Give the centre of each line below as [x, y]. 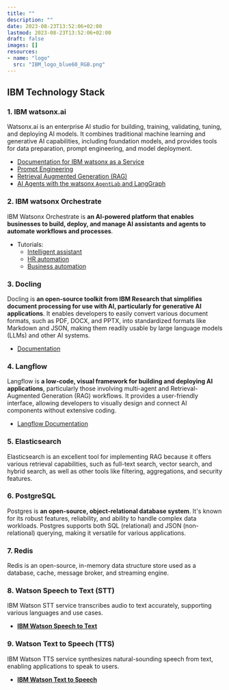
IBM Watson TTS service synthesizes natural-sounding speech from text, [110, 658]
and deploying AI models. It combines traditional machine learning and [106, 134]
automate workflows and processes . [60, 231]
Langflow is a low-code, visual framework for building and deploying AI [110, 381]
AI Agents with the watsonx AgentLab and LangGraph [91, 184]
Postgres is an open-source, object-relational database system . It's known [114, 511]
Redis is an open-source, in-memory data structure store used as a [102, 566]
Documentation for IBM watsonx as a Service [81, 162]
